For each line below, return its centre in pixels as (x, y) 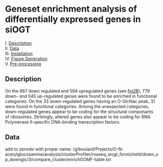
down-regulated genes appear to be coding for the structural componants (79, 111)
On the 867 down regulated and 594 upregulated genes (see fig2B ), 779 (77, 91)
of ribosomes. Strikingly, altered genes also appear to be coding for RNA (78, 117)
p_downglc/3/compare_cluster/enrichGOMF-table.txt (58, 159)
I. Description (18, 43)
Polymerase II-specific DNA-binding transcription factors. (63, 122)
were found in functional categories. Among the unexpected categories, (77, 106)
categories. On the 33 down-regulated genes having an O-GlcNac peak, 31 (80, 101)
